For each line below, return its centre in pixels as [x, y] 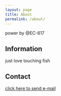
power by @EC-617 [25, 33]
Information [24, 48]
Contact [18, 76]
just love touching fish [28, 61]
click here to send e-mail [30, 88]
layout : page [19, 10]
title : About [19, 14]
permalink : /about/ [25, 19]
